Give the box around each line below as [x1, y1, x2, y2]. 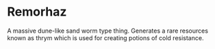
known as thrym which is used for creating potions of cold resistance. [7, 33, 204, 42]
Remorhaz [7, 4, 67, 20]
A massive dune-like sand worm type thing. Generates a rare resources [7, 27, 209, 35]
